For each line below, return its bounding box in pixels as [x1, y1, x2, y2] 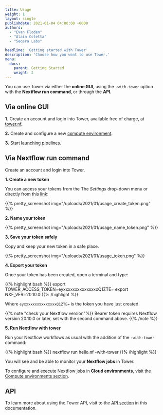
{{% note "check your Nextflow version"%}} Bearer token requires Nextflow [5, 310, 157, 316]
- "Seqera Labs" [9, 39, 42, 44]
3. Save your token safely [5, 234, 57, 240]
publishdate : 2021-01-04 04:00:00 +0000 [5, 20, 89, 26]
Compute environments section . [5, 373, 70, 379]
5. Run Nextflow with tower [5, 325, 61, 331]
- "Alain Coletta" [9, 35, 47, 39]
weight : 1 [5, 12, 25, 17]
